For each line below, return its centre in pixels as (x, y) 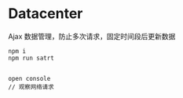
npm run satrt (31, 58)
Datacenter (46, 14)
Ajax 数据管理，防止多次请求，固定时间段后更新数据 (92, 36)
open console (29, 78)
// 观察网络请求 (31, 87)
